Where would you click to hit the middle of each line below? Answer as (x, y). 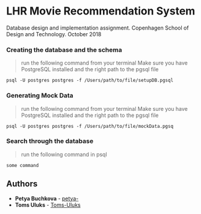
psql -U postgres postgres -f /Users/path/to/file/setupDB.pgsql (90, 80)
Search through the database (50, 141)
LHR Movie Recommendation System (101, 11)
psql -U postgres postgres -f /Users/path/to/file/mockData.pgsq (90, 126)
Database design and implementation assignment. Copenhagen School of (97, 28)
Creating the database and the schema (64, 49)
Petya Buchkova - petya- (47, 198)
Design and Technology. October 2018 (54, 34)
